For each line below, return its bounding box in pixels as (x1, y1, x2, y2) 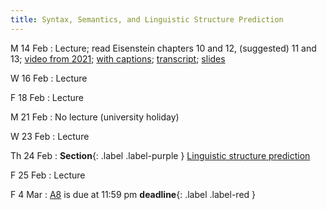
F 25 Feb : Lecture (10, 169, 86, 181)
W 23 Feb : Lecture (10, 130, 90, 142)
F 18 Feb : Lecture (10, 91, 84, 103)
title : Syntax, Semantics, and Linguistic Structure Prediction (10, 14, 284, 25)
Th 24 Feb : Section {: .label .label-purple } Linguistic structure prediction (10, 149, 311, 161)
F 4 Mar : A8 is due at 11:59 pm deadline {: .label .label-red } (10, 188, 257, 200)
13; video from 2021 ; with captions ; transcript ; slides (10, 52, 226, 65)
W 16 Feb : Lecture (10, 72, 88, 84)
